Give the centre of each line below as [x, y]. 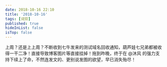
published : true [22, 23]
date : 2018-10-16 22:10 [30, 10]
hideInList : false [24, 28]
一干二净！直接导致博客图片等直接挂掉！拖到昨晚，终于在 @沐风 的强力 [82, 53]
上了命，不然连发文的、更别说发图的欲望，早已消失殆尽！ [77, 59]
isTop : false [19, 33]
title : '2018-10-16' [27, 14]
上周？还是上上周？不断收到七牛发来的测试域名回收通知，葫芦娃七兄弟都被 [81, 47]
